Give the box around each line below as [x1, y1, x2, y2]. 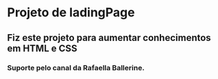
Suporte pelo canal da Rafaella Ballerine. [7, 63, 145, 72]
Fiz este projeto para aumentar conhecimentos [7, 32, 211, 44]
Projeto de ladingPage [7, 5, 135, 20]
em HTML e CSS [7, 42, 77, 54]
